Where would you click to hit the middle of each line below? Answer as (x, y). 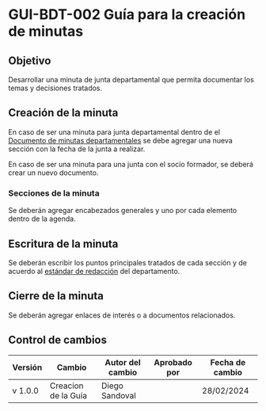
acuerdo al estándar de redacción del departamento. (94, 271)
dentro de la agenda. (42, 219)
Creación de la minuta (63, 113)
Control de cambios (57, 340)
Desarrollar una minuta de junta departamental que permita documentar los (131, 80)
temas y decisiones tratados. (55, 88)
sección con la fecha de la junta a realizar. (77, 149)
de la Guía (68, 395)
